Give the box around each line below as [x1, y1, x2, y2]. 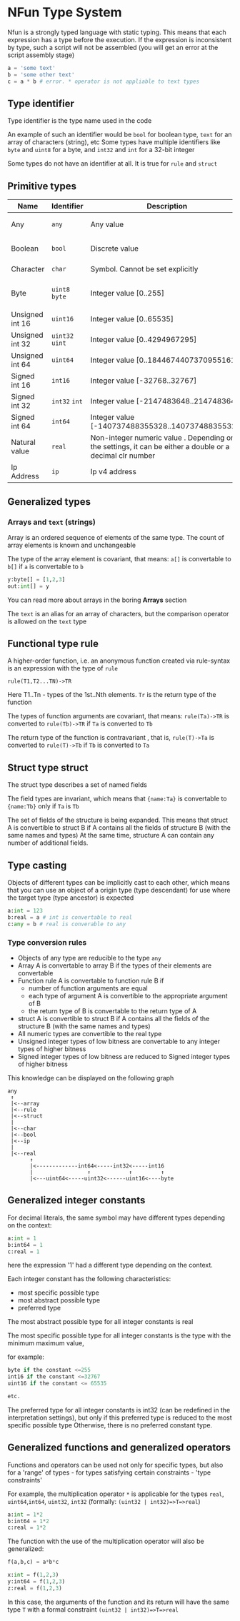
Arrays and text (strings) [7, 517, 96, 527]
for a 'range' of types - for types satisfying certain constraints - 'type [7, 1468, 211, 1477]
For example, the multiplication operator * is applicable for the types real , [7, 1490, 224, 1498]
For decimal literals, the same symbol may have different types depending [7, 1213, 225, 1222]
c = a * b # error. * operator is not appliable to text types [7, 78, 200, 85]
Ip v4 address [90, 467, 137, 477]
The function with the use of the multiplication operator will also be [7, 1537, 205, 1546]
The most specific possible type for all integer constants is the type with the [7, 1331, 231, 1340]
